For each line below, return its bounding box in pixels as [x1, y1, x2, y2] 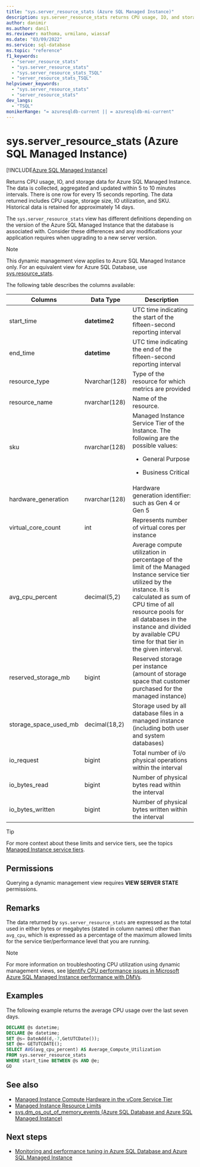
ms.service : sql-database [6, 42, 70, 48]
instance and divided [132, 623, 191, 631]
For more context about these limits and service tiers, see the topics [6, 839, 173, 847]
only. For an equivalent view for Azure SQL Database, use [6, 264, 148, 271]
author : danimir [6, 20, 46, 26]
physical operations [132, 756, 187, 764]
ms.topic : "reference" [6, 48, 62, 54]
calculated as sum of [132, 593, 190, 601]
